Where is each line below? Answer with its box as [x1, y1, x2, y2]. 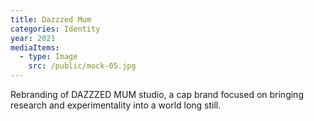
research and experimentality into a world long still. [10, 99, 222, 111]
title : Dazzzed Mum [10, 14, 92, 25]
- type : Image [19, 52, 78, 62]
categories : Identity [10, 24, 101, 34]
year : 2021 [10, 33, 56, 43]
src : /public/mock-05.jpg [28, 61, 137, 71]
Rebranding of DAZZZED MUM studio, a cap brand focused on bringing [10, 89, 304, 100]
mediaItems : [10, 42, 60, 53]
